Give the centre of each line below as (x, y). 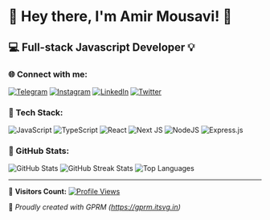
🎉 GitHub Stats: (39, 151)
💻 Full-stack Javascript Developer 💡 (102, 47)
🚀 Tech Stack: (36, 112)
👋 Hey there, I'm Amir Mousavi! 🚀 (121, 17)
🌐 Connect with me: (48, 74)
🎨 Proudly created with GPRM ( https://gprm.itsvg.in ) (94, 207)
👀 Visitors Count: (37, 192)
